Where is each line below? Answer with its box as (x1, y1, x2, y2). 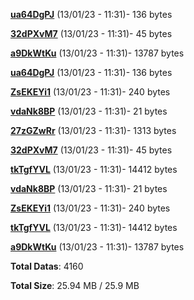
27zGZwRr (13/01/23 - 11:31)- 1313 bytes (10, 125, 177, 136)
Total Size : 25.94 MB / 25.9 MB (10, 280, 140, 291)
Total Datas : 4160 (10, 260, 84, 272)
